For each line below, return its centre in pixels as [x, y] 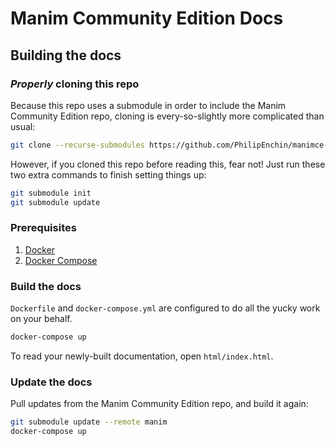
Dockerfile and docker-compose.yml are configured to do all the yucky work [165, 308]
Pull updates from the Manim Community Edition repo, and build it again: [159, 404]
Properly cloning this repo [75, 84]
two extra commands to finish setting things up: [108, 174]
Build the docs [46, 286]
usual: [23, 126]
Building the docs [66, 55]
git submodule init [51, 193]
